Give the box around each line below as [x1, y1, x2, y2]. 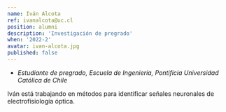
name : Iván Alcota [7, 10, 61, 17]
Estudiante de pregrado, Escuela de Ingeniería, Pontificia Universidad [17, 68, 219, 77]
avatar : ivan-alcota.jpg [7, 43, 80, 50]
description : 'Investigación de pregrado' [7, 29, 133, 37]
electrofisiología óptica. [7, 97, 75, 105]
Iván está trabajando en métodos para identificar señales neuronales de [7, 89, 215, 98]
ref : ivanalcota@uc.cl [7, 17, 73, 24]
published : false [7, 50, 58, 57]
